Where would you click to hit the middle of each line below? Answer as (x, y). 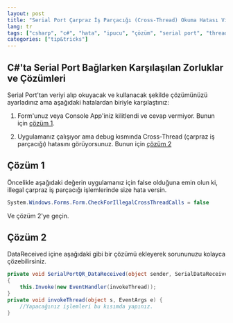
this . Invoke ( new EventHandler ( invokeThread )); (88, 287)
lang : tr (20, 26)
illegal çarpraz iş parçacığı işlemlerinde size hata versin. (87, 190)
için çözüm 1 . (36, 123)
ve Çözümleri (36, 78)
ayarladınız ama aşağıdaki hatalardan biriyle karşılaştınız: (88, 102)
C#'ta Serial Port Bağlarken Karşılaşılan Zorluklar (115, 68)
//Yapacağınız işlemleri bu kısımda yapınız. (87, 306)
